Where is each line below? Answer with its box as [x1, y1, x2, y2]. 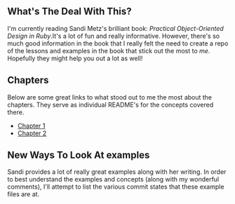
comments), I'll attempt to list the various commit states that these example [7, 182, 224, 191]
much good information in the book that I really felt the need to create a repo [7, 39, 229, 48]
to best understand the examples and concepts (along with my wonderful [7, 175, 220, 184]
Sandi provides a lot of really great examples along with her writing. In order [7, 168, 227, 176]
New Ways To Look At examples [7, 149, 150, 161]
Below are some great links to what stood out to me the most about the [7, 93, 213, 101]
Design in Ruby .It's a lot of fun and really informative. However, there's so [7, 32, 220, 40]
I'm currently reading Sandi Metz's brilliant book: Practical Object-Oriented [7, 24, 224, 32]
